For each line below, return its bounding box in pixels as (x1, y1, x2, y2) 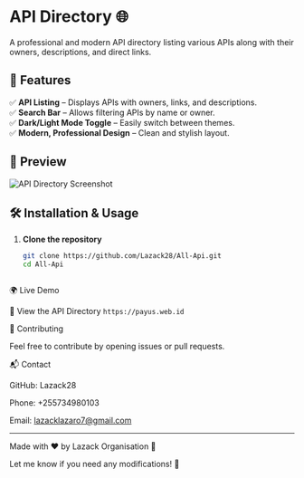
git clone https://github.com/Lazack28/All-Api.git (22, 252, 222, 261)
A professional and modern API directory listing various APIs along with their (9, 36, 294, 47)
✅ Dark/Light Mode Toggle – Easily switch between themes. (9, 117, 235, 128)
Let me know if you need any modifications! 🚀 (9, 459, 180, 470)
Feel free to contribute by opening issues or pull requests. (9, 341, 225, 352)
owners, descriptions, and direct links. (9, 46, 152, 57)
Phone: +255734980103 (9, 397, 100, 408)
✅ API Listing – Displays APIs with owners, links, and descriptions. (9, 97, 258, 108)
